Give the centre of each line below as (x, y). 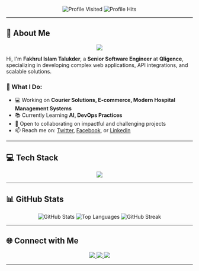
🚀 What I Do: (24, 87)
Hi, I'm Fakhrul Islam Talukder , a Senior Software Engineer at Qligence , (95, 59)
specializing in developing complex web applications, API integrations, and (97, 65)
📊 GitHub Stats (35, 200)
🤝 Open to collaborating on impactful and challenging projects (90, 124)
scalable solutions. (29, 71)
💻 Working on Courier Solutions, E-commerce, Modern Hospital (95, 100)
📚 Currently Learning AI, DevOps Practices (68, 115)
